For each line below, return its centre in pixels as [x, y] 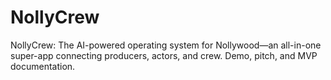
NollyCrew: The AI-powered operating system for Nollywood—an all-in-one [166, 45]
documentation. [43, 66]
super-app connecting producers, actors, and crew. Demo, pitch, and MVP [164, 55]
